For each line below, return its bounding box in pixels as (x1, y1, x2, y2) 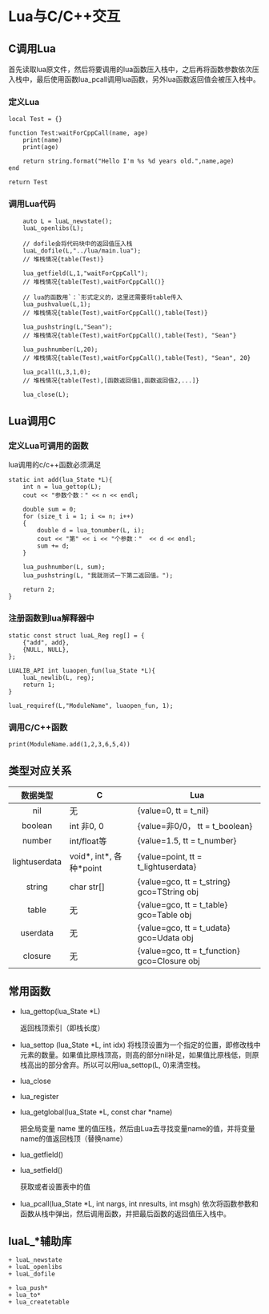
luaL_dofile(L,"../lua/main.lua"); (22, 246, 142, 255)
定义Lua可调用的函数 (8, 440, 89, 451)
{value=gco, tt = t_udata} (137, 922, 231, 933)
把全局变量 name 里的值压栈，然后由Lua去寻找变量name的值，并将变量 (19, 1123, 255, 1133)
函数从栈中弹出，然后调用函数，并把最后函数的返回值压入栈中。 (19, 1208, 231, 1219)
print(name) (22, 136, 62, 144)
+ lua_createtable (8, 1298, 70, 1307)
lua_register (19, 1091, 59, 1101)
